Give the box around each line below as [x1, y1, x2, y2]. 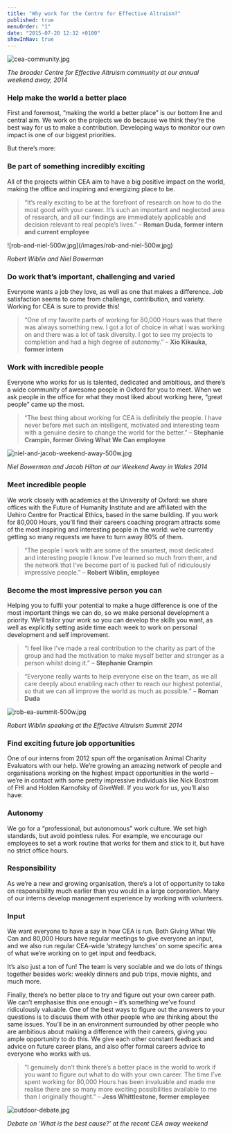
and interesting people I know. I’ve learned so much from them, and [24, 553, 217, 561]
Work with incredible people [7, 362, 104, 372]
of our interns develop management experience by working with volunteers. [7, 893, 224, 902]
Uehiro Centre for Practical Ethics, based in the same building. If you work [7, 510, 218, 518]
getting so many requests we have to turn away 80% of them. [7, 532, 184, 541]
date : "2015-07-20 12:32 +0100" [7, 29, 100, 37]
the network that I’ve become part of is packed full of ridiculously [24, 561, 211, 569]
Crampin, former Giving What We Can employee [24, 436, 166, 444]
